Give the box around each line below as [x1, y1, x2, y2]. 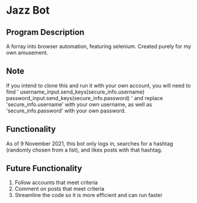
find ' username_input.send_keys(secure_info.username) [6, 88, 145, 95]
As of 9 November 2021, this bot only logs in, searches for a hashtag [6, 140, 173, 147]
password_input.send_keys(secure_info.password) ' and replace [6, 94, 163, 101]
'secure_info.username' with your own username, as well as [6, 101, 153, 108]
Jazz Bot [6, 4, 50, 17]
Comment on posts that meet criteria [14, 185, 105, 192]
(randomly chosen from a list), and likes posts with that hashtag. [6, 146, 163, 153]
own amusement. [6, 49, 49, 56]
